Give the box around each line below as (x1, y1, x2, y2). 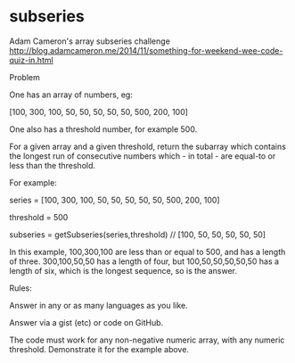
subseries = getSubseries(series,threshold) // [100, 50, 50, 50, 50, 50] (9, 229, 266, 240)
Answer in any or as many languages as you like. (9, 300, 189, 310)
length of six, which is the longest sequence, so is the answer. (9, 265, 238, 276)
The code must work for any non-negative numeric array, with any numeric (9, 334, 285, 345)
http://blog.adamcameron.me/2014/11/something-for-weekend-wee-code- (9, 45, 283, 55)
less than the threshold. (9, 160, 96, 170)
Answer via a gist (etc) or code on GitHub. (9, 317, 164, 327)
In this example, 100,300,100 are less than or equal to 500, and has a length (9, 246, 286, 257)
